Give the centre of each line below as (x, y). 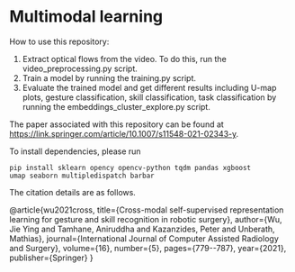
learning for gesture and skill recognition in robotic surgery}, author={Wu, (146, 219)
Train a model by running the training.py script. (109, 77)
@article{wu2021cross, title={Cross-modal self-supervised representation (147, 210)
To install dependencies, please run (75, 151)
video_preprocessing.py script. (80, 68)
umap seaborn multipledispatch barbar (82, 176)
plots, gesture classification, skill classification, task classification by (149, 97)
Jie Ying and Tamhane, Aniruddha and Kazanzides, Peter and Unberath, (143, 229)
